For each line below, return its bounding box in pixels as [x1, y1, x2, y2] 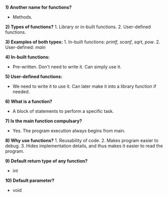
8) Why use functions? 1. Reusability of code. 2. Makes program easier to [5, 138, 158, 143]
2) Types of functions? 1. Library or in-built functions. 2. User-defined [5, 24, 151, 30]
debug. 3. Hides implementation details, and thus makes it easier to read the [5, 143, 163, 149]
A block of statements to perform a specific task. [12, 108, 114, 114]
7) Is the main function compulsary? [5, 118, 82, 124]
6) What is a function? [5, 98, 53, 104]
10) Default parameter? [5, 177, 54, 183]
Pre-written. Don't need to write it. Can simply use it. [12, 64, 122, 70]
